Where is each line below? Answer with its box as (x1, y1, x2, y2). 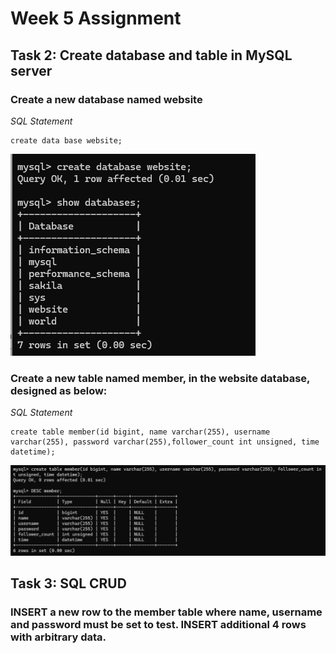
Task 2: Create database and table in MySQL (10, 47, 293, 64)
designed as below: (10, 383, 108, 397)
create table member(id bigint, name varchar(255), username (10, 427, 271, 437)
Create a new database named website (10, 92, 203, 106)
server (10, 62, 53, 79)
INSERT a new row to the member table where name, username (10, 605, 323, 619)
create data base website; (10, 135, 123, 146)
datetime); (10, 447, 56, 457)
